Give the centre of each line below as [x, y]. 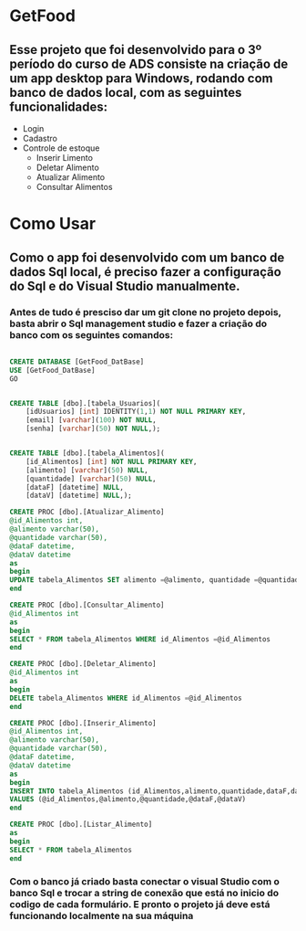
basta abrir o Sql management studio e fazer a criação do [138, 323]
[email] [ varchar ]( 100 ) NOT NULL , [91, 420]
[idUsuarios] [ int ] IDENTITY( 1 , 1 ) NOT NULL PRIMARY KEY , [136, 412]
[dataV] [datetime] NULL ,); [79, 496]
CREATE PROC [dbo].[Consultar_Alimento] [87, 605]
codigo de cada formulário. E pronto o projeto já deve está [140, 905]
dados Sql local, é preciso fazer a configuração [146, 272]
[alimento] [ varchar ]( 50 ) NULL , [87, 470]
